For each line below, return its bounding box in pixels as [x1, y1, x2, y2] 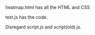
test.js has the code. [5, 14, 48, 20]
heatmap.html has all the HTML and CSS [5, 5, 90, 10]
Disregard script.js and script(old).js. [5, 24, 82, 30]
